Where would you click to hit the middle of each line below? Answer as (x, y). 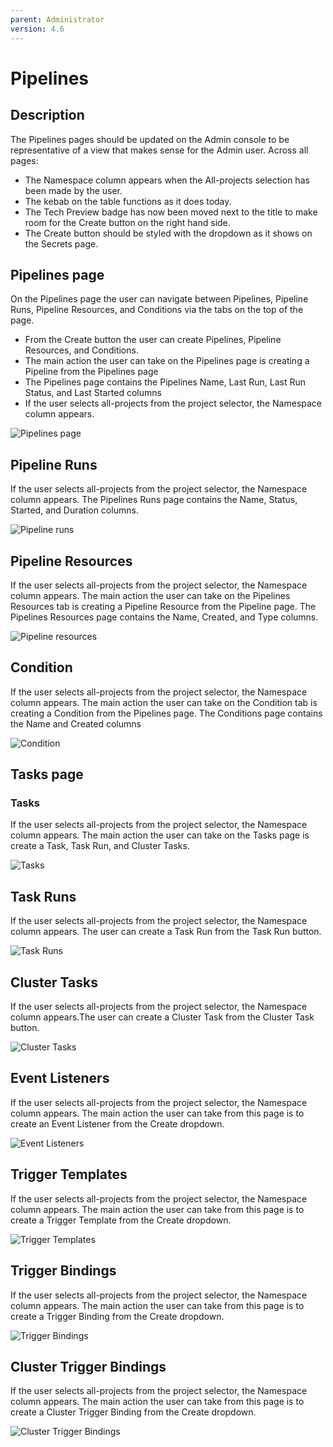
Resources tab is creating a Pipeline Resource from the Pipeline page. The (163, 606)
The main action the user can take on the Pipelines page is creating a (167, 361)
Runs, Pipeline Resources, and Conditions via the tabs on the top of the (157, 310)
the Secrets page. (61, 243)
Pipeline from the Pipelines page (91, 372)
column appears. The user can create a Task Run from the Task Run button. (166, 932)
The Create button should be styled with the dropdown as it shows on (168, 233)
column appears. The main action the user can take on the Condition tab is (164, 702)
